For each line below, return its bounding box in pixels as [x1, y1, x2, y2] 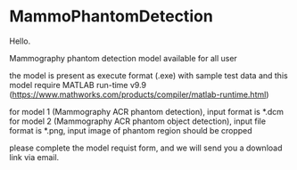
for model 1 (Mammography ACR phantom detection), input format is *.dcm [9, 106, 284, 117]
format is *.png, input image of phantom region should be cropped [9, 125, 252, 135]
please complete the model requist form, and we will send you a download [9, 142, 283, 153]
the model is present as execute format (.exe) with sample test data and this [9, 69, 288, 81]
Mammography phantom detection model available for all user [9, 53, 238, 63]
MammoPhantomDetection [9, 6, 214, 27]
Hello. [9, 36, 31, 46]
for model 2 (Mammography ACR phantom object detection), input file [9, 116, 266, 126]
